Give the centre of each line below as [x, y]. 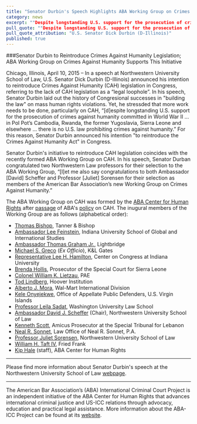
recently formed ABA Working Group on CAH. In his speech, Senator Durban [98, 159]
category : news [25, 17]
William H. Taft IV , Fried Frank [50, 344]
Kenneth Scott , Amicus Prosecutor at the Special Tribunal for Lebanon [99, 325]
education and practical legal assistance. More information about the [89, 409]
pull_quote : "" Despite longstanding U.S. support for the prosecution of [98, 28]
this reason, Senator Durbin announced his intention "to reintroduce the [92, 135]
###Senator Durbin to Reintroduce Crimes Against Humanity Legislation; [94, 55]
